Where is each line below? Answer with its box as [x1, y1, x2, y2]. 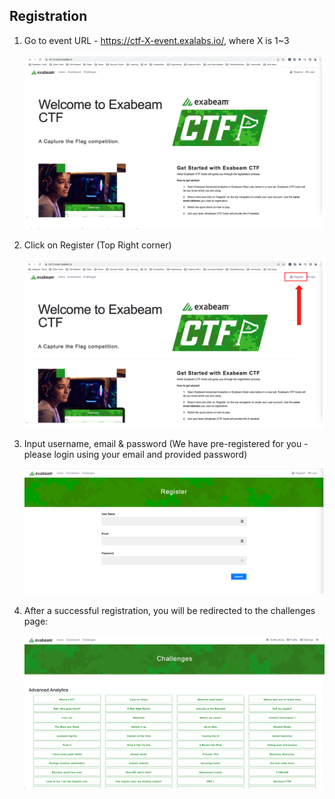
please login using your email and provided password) [23, 448, 248, 460]
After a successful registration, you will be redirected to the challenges [23, 605, 316, 617]
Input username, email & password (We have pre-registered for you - [23, 437, 309, 449]
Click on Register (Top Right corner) [23, 239, 172, 251]
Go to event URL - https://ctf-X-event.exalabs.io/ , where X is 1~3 [23, 34, 290, 46]
